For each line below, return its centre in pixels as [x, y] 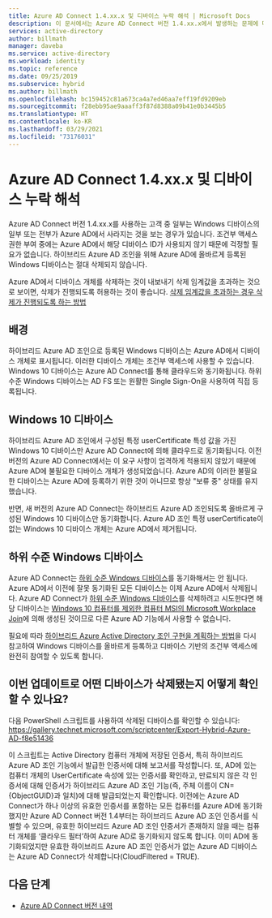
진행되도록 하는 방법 [55, 302]
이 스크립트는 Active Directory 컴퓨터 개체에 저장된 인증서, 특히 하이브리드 [126, 755]
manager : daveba [36, 46]
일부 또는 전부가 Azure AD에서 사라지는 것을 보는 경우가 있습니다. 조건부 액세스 [133, 234]
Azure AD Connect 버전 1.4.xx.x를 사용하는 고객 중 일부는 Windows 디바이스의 [134, 223]
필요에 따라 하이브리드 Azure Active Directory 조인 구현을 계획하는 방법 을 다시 [132, 636]
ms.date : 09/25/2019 [43, 76]
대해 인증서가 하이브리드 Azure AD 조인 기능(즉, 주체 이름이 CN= [132, 785]
